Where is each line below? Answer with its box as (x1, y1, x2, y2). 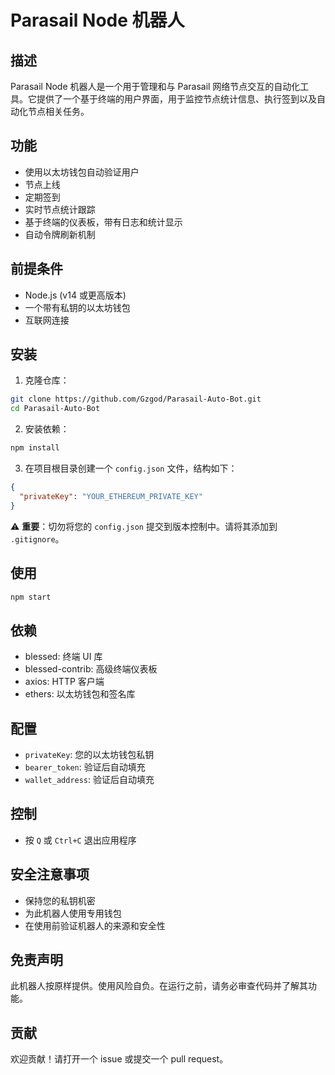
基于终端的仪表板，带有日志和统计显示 (24, 216, 183, 228)
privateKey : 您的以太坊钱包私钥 (24, 749, 155, 760)
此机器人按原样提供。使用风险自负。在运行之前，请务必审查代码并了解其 (10, 980, 308, 992)
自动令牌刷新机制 (24, 228, 96, 240)
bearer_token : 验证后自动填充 (24, 761, 146, 773)
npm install (10, 443, 60, 453)
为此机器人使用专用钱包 (24, 907, 122, 919)
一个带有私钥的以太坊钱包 (24, 301, 131, 313)
